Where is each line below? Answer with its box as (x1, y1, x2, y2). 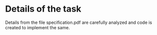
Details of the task (5, 3, 82, 15)
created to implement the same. (5, 24, 70, 30)
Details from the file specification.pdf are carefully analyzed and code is (5, 19, 153, 25)
